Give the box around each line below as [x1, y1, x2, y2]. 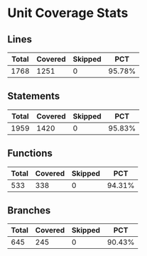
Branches [7, 204, 51, 217]
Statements [7, 90, 60, 102]
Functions [7, 148, 53, 160]
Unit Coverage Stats [7, 5, 129, 21]
